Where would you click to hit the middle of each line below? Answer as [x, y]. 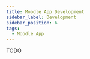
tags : [13, 28]
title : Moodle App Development [45, 12]
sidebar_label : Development [41, 17]
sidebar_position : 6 [32, 23]
